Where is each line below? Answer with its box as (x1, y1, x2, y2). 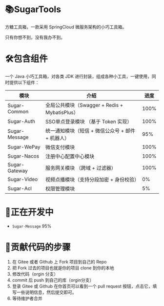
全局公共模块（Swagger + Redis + (45, 102, 123, 108)
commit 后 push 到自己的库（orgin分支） (12, 277, 94, 283)
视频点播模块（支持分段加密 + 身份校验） (45, 176, 140, 183)
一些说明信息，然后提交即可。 (16, 289, 77, 295)
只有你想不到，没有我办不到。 (5, 34, 65, 40)
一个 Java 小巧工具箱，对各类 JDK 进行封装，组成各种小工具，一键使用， (5, 73, 152, 79)
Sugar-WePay (7, 143, 41, 150)
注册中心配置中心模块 (45, 153, 95, 160)
